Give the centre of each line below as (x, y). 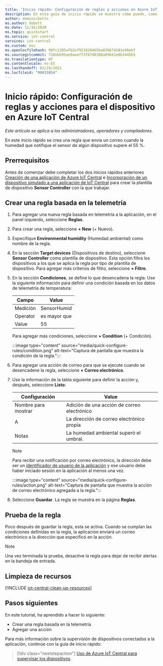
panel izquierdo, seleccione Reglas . (48, 220)
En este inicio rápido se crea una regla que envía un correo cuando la (74, 140)
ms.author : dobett (24, 23)
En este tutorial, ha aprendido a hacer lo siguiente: (55, 615)
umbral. (75, 439)
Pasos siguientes (32, 603)
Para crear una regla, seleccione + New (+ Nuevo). (63, 229)
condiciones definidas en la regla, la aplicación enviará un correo (70, 532)
